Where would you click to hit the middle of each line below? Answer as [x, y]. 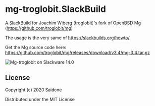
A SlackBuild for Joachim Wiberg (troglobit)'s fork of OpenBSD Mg [73, 23]
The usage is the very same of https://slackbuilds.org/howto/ [67, 38]
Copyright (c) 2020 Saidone [34, 90]
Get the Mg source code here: [36, 47]
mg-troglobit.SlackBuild [56, 9]
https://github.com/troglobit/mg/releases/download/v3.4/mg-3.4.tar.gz [77, 53]
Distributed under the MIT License [40, 99]
